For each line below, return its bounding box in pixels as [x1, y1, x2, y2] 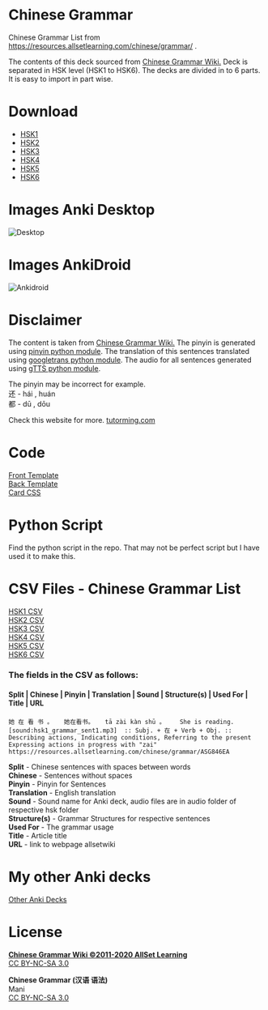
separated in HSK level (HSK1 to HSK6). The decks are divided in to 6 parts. [8, 65, 261, 75]
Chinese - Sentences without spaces [8, 770, 133, 780]
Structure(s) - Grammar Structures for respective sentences [8, 813, 211, 823]
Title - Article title [8, 830, 67, 840]
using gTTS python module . [8, 363, 101, 373]
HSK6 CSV [8, 650, 45, 659]
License [8, 923, 63, 941]
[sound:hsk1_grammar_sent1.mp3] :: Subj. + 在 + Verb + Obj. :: [8, 727, 232, 735]
